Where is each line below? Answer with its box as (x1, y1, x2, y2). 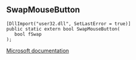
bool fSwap (14, 31, 42, 37)
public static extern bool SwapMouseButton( (6, 26, 120, 32)
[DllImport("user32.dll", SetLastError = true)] (6, 20, 131, 26)
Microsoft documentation (6, 47, 70, 54)
